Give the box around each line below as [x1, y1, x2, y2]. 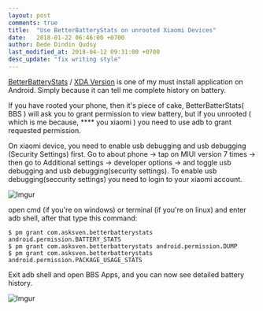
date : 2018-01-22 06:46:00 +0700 [8, 33, 125, 42]
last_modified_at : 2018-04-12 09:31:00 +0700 [8, 48, 160, 56]
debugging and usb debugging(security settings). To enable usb [8, 166, 217, 176]
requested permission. [8, 125, 81, 135]
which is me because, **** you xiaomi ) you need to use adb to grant [8, 117, 232, 127]
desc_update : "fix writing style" [8, 56, 122, 64]
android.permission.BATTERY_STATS [8, 235, 122, 243]
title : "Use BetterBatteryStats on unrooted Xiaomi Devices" [8, 26, 217, 34]
